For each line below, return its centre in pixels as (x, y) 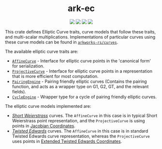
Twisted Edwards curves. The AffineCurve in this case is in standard (80, 131)
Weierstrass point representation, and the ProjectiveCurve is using (78, 120)
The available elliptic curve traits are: (42, 51)
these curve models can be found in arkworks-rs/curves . (62, 42)
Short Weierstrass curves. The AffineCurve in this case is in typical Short (85, 115)
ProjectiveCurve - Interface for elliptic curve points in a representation (82, 71)
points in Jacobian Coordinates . (44, 126)
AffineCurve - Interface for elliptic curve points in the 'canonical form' (81, 60)
